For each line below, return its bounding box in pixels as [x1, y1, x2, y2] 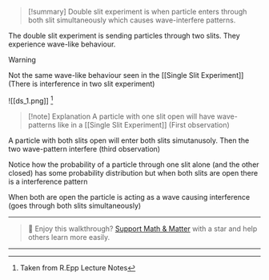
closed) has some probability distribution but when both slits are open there [8, 168, 259, 177]
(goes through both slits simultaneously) [8, 201, 142, 210]
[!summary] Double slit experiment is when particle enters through [27, 7, 247, 16]
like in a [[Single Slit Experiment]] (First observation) [57, 120, 230, 129]
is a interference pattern [8, 177, 88, 186]
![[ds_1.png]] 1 [8, 95, 54, 105]
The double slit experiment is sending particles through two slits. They [8, 31, 240, 40]
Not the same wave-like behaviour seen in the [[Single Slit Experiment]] [8, 71, 244, 79]
